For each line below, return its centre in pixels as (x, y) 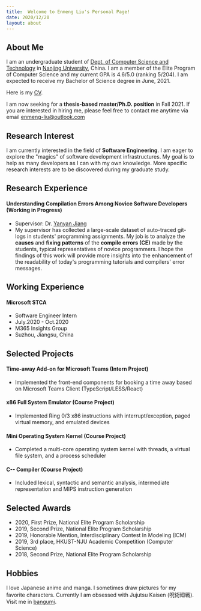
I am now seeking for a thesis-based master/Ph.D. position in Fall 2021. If (98, 104)
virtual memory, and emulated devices (62, 422)
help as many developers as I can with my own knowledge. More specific (97, 163)
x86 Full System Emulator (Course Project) (61, 403)
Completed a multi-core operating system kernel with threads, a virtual (102, 449)
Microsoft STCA (26, 302)
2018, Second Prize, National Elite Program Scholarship (83, 555)
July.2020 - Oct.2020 (42, 322)
